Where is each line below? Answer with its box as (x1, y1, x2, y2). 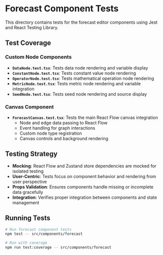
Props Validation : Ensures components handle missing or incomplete (12, 183, 154, 190)
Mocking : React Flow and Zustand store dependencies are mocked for (12, 163, 157, 169)
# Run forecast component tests (5, 227, 72, 232)
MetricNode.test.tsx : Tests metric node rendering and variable (12, 80, 141, 86)
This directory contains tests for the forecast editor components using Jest (5, 19, 158, 25)
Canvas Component (5, 103, 54, 110)
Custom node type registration (19, 130, 82, 136)
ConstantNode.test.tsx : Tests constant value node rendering (12, 70, 136, 76)
